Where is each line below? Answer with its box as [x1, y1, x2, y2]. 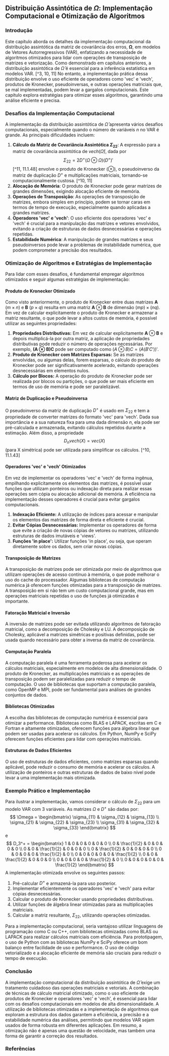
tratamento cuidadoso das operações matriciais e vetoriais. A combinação [5, 985, 159, 991]
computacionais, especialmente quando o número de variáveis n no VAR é [5, 126, 159, 132]
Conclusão [5, 968, 33, 975]
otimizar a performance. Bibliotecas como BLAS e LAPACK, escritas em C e [5, 720, 162, 726]
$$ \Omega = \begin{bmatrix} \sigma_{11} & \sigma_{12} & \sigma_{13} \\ [10, 814, 159, 820]
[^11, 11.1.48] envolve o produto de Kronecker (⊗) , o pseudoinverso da [12, 166, 159, 172]
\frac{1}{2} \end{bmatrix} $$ [55, 862, 114, 868]
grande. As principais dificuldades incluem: [5, 132, 95, 138]
